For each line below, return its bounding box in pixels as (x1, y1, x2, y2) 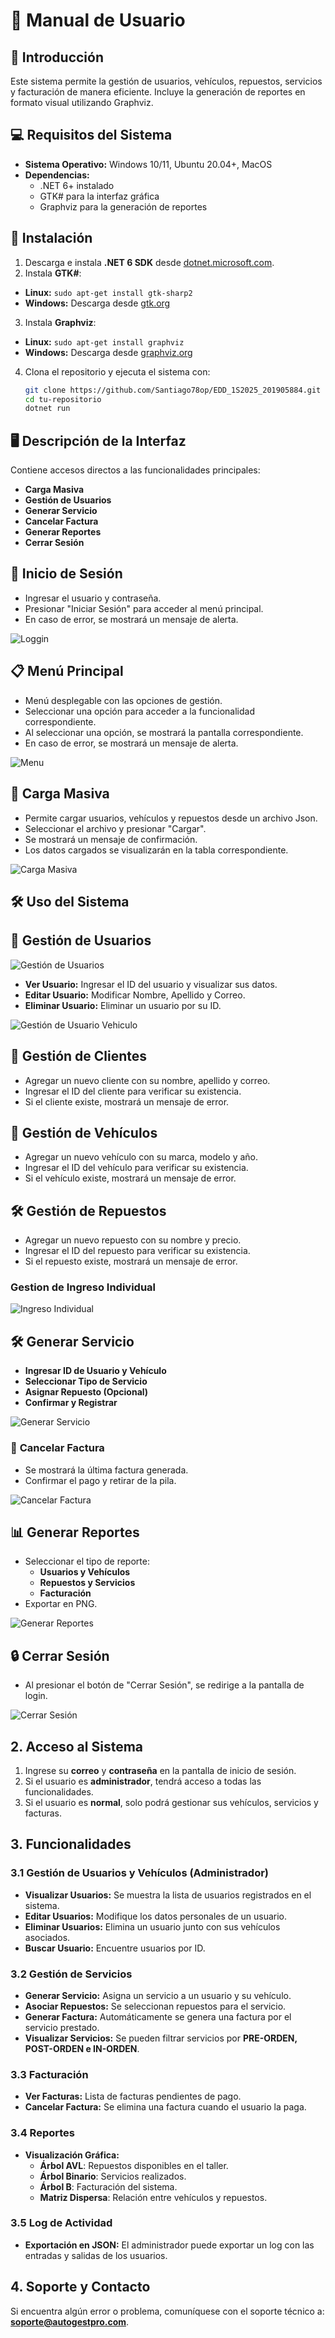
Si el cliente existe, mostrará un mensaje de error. (24, 1095, 230, 1108)
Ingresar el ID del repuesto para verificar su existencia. (24, 1245, 251, 1257)
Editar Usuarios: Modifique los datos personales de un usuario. (24, 1910, 288, 1922)
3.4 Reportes (10, 2126, 75, 2140)
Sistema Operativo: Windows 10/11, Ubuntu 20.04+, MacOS (24, 158, 273, 170)
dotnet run (24, 404, 71, 414)
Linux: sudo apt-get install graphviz (24, 335, 185, 348)
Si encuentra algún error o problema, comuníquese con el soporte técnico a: (10, 2305, 325, 2317)
